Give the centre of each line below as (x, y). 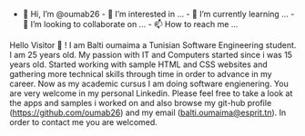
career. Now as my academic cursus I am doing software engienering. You (149, 83)
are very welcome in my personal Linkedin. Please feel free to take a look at (151, 93)
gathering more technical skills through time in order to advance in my (141, 74)
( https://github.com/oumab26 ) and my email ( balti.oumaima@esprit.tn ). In (148, 112)
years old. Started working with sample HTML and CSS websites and (139, 64)
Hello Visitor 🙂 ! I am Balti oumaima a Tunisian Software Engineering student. (153, 45)
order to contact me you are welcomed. (83, 122)
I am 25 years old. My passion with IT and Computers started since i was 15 (151, 55)
